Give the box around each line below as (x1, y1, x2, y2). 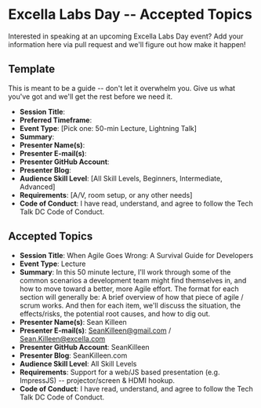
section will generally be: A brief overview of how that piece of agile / (19, 292, 245, 301)
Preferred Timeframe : (19, 115, 92, 125)
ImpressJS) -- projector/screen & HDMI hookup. (19, 375, 175, 385)
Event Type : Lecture (19, 259, 86, 268)
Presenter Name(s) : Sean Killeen (19, 317, 127, 326)
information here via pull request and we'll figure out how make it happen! (8, 39, 246, 49)
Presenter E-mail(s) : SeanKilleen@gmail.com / (19, 326, 172, 335)
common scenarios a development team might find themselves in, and (19, 275, 247, 285)
